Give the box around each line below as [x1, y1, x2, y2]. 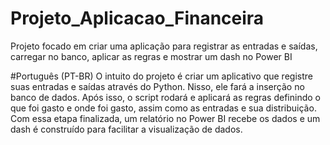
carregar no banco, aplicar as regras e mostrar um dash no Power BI [10, 50, 293, 62]
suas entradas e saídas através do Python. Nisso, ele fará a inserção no [10, 80, 305, 92]
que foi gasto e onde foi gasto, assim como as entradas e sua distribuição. [10, 102, 317, 114]
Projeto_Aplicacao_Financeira [10, 7, 265, 30]
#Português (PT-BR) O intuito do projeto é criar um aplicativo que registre [10, 70, 313, 82]
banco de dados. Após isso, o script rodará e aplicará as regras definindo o [10, 91, 321, 103]
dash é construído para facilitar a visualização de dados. [10, 123, 243, 135]
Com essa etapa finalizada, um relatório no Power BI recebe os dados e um [10, 112, 321, 124]
